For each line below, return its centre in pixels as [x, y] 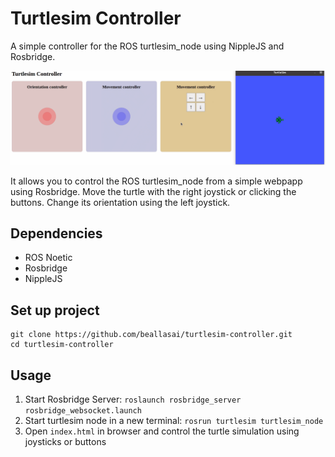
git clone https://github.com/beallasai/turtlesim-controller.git [151, 335]
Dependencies [56, 233]
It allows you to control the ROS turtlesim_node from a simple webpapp [156, 181]
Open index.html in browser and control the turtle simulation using [162, 431]
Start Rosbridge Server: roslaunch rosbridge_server [133, 399]
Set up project [55, 310]
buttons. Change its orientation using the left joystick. [120, 202]
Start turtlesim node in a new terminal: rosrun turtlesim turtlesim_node [174, 420]
